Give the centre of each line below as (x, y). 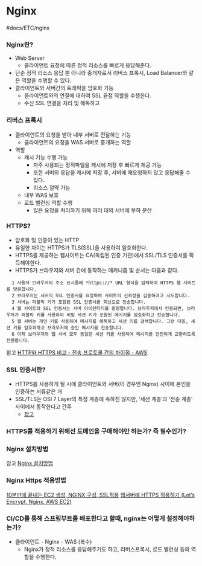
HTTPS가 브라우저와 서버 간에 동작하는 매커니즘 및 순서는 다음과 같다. (97, 270)
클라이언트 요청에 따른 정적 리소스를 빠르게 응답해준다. (88, 65)
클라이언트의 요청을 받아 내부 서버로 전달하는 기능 (73, 135)
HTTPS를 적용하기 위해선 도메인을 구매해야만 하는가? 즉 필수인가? (96, 431)
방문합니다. (25, 289)
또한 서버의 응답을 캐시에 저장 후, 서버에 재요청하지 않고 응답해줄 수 (112, 172)
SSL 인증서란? (26, 370)
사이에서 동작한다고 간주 (43, 407)
